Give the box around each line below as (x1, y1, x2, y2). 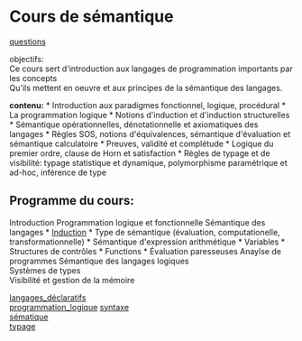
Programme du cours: (9, 193, 134, 208)
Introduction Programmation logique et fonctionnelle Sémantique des (9, 217, 266, 227)
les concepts (9, 72, 58, 83)
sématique (9, 311, 49, 322)
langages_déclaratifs (9, 291, 87, 303)
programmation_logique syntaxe (9, 301, 129, 312)
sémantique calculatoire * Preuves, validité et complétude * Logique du (9, 138, 274, 149)
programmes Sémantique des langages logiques (9, 255, 189, 266)
